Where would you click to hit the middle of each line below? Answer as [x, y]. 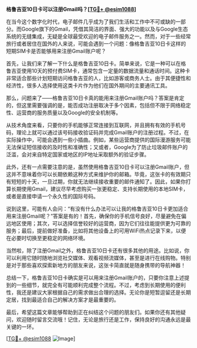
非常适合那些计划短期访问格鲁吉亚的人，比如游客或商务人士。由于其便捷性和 [98, 78]
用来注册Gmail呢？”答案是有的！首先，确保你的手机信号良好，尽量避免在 [94, 216]
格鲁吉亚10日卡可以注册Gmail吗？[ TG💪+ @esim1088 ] [71, 9]
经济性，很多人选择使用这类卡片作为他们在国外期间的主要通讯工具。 [88, 85]
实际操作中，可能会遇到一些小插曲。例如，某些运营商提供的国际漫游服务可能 [98, 140]
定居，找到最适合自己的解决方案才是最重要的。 [62, 300]
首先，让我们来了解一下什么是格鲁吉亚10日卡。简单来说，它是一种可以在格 [96, 63]
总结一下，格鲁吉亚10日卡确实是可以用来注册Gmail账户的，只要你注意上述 [95, 278]
